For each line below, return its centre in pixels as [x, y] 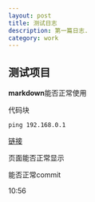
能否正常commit [35, 175]
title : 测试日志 [33, 23]
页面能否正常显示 [36, 158]
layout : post [30, 16]
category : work [34, 38]
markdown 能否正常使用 [47, 93]
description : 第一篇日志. [48, 30]
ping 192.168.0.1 [37, 125]
